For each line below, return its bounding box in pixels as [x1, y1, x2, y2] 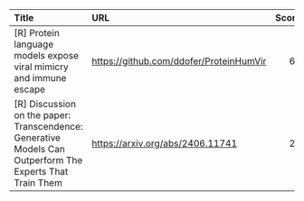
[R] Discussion [14, 98, 77, 110]
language [14, 38, 54, 50]
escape [14, 83, 46, 96]
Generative [14, 132, 62, 143]
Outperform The [14, 154, 83, 166]
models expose [14, 50, 80, 61]
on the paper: [14, 109, 71, 121]
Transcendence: [14, 121, 83, 132]
